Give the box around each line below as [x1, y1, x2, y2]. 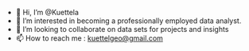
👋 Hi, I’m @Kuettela [15, 8, 80, 17]
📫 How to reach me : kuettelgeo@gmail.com [15, 33, 163, 43]
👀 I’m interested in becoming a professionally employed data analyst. [15, 16, 242, 25]
